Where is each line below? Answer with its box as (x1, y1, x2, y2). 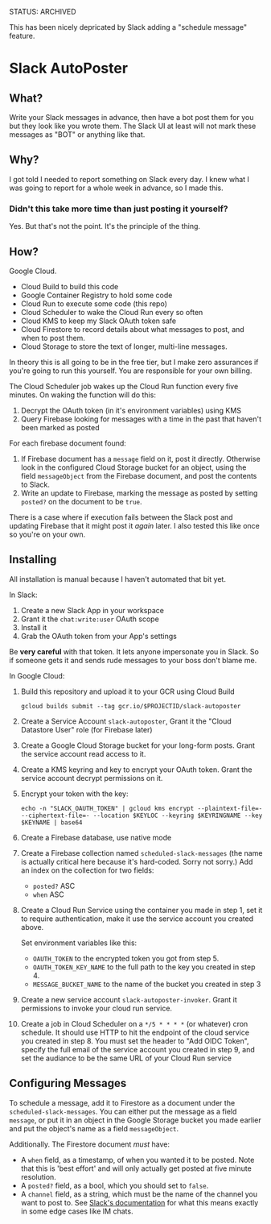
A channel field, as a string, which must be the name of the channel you (20, 1189, 258, 1199)
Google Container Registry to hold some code (20, 290, 173, 300)
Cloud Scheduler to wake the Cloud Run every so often (20, 307, 203, 317)
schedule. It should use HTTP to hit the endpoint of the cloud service (20, 1027, 250, 1037)
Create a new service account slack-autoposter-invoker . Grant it (20, 994, 237, 1004)
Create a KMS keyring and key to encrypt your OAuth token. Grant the (20, 765, 253, 774)
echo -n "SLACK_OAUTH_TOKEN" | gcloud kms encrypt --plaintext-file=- (20, 804, 263, 812)
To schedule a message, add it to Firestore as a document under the (9, 1097, 236, 1107)
